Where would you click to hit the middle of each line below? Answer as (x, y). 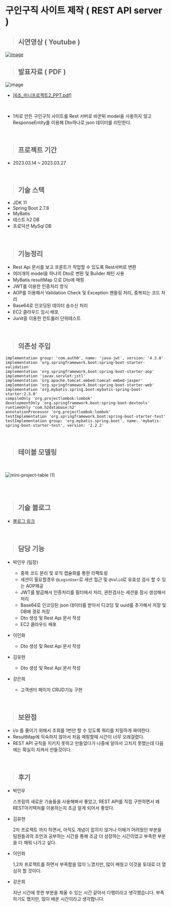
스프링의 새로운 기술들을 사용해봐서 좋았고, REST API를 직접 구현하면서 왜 (86, 802)
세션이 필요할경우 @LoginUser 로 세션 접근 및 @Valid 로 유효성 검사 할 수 (90, 579)
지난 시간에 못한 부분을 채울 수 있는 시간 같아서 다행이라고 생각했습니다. (84, 893)
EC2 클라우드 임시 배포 (36, 312)
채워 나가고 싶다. (40, 843)
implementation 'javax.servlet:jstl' (46, 376)
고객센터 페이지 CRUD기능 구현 (51, 690)
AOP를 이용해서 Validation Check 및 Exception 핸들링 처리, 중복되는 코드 (86, 293)
